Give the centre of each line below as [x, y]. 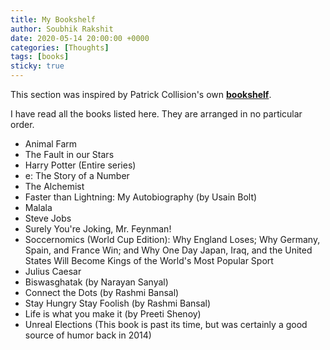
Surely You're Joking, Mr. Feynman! [98, 229]
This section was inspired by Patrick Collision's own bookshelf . [141, 94]
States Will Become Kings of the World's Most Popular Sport [149, 260]
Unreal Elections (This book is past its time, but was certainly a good [166, 324]
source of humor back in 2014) [88, 335]
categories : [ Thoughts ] [60, 47]
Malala [38, 207]
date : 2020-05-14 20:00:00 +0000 [80, 38]
